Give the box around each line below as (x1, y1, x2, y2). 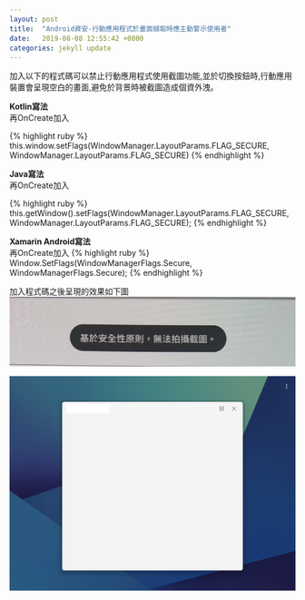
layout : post (9, 15, 59, 24)
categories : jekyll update (9, 44, 112, 53)
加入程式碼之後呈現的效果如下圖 (9, 286, 129, 297)
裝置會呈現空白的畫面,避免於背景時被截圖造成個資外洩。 (9, 82, 220, 93)
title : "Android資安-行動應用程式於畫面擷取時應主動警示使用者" (9, 24, 231, 34)
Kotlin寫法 (9, 101, 48, 113)
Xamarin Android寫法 (9, 236, 91, 247)
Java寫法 (9, 169, 44, 180)
